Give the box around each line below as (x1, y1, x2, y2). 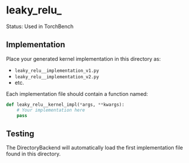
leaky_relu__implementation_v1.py (14, 68, 99, 74)
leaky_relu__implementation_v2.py (14, 74, 99, 79)
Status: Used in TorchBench (6, 23, 74, 30)
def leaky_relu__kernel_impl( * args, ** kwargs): (6, 102, 125, 107)
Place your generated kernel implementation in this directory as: (6, 55, 161, 62)
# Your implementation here (16, 107, 85, 113)
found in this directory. (6, 150, 61, 158)
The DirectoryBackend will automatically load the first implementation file (6, 144, 183, 151)
